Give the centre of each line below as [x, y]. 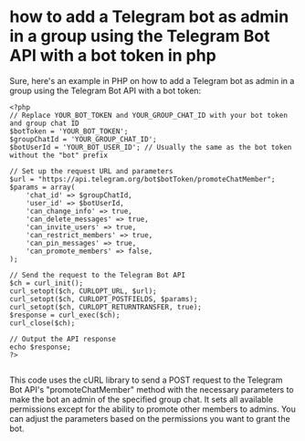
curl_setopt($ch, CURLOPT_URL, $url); [83, 291]
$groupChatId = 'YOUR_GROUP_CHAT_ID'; [83, 139]
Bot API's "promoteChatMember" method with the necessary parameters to [152, 389]
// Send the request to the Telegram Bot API [97, 275]
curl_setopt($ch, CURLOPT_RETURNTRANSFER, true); [106, 307]
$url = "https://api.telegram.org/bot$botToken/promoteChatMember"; [142, 179]
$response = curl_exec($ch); [65, 315]
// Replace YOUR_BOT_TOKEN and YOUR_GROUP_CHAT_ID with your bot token [148, 115]
